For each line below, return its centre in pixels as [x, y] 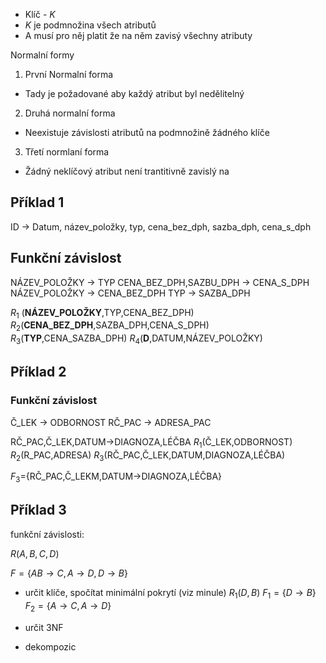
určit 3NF [44, 627]
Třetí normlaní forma [67, 152]
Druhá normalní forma [70, 113]
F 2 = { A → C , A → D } [68, 606]
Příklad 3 [38, 510]
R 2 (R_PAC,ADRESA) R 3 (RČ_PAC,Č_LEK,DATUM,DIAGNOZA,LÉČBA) [148, 456]
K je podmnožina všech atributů [90, 25]
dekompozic [50, 646]
